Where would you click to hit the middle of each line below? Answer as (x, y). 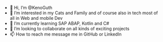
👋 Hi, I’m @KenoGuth (31, 8)
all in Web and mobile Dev (36, 18)
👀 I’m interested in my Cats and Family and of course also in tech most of (84, 13)
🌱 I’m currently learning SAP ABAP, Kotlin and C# (59, 23)
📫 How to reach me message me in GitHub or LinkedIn (65, 34)
